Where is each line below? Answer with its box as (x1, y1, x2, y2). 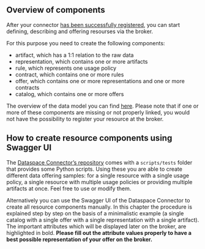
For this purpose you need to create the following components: (6, 39, 165, 46)
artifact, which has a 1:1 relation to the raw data (15, 51, 134, 59)
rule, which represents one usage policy (15, 64, 117, 72)
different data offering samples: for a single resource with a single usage (6, 171, 190, 179)
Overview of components (6, 5, 105, 15)
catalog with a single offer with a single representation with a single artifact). (6, 216, 199, 223)
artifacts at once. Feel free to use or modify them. (6, 185, 132, 192)
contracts (15, 84, 40, 91)
